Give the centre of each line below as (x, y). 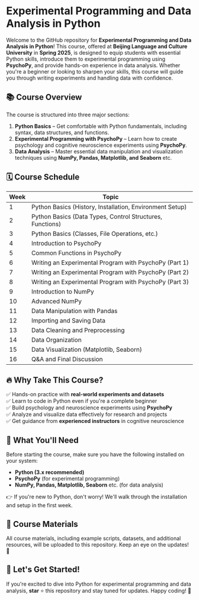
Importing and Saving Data (68, 320)
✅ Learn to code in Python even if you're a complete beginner (82, 401)
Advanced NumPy (57, 301)
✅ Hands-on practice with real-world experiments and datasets (85, 394)
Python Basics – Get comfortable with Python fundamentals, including (101, 126)
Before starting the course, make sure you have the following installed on (95, 454)
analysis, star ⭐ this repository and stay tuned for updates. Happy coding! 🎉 (99, 590)
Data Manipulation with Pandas (75, 311)
